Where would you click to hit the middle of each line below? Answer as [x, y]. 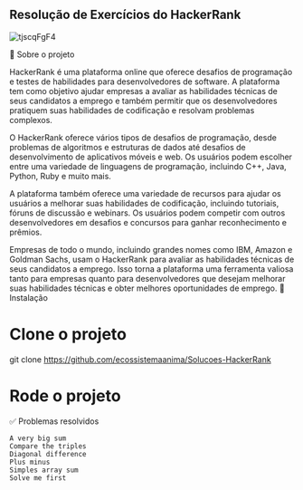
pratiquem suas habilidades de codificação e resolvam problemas [132, 110]
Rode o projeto [65, 395]
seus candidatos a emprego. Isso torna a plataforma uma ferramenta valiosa [151, 269]
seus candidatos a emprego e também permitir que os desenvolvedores [143, 101]
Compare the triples [48, 446]
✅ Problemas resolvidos [54, 421]
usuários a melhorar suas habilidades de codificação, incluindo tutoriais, [144, 203]
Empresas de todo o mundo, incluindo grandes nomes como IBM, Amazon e [151, 249]
